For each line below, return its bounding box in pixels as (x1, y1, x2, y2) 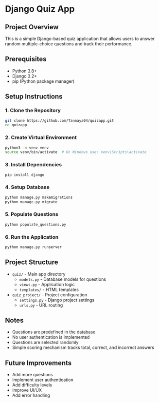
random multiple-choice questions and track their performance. (5, 41, 133, 47)
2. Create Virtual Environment (5, 134, 77, 141)
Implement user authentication (12, 377, 74, 383)
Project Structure (5, 258, 58, 267)
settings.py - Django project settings (19, 297, 95, 303)
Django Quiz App (5, 3, 75, 15)
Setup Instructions (5, 93, 63, 101)
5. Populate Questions (5, 211, 58, 218)
